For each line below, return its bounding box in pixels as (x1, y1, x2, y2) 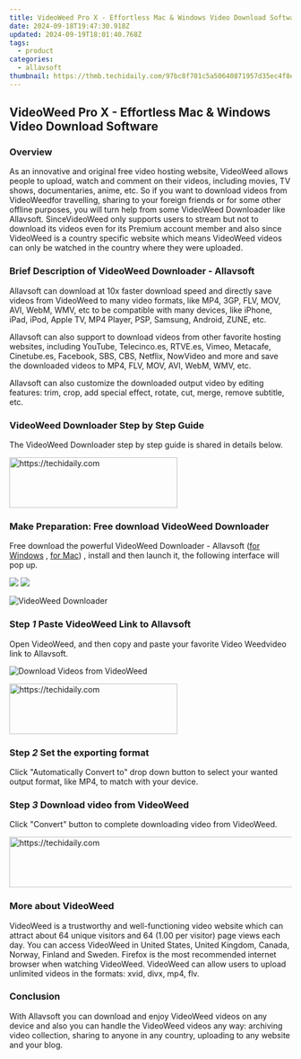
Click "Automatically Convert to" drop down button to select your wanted (9, 766, 279, 777)
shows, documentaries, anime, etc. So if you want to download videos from (9, 185, 288, 196)
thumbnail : (9, 72, 50, 81)
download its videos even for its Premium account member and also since (9, 224, 282, 234)
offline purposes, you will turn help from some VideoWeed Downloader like (9, 204, 286, 216)
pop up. (9, 560, 39, 570)
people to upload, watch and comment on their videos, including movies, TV (9, 176, 291, 187)
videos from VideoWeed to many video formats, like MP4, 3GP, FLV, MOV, (9, 295, 281, 305)
